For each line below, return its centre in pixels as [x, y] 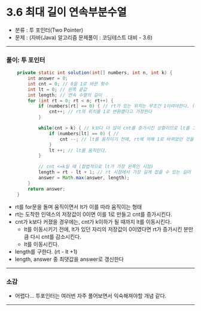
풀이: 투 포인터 [26, 60]
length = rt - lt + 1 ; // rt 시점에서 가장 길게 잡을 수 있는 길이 [115, 172]
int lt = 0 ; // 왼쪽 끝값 [57, 89]
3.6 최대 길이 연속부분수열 [66, 12]
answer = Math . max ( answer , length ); [84, 178]
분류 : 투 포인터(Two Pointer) [49, 30]
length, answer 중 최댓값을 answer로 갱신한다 [69, 259]
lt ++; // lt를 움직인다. [78, 150]
